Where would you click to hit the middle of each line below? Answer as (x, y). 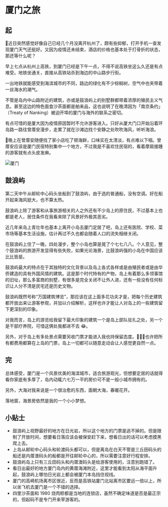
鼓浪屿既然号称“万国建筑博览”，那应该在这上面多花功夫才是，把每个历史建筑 (84, 296)
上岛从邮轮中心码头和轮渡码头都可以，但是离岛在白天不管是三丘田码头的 (87, 449)
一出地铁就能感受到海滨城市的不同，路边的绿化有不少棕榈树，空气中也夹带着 (84, 83)
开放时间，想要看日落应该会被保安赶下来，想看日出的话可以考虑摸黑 (91, 437)
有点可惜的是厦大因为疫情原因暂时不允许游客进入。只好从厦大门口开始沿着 (82, 123)
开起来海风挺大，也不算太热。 (36, 199)
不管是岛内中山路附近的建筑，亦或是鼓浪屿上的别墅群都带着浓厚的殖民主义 (82, 100)
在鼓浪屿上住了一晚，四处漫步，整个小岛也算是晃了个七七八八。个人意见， (82, 244)
